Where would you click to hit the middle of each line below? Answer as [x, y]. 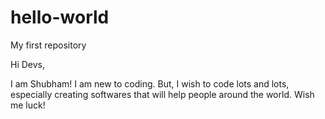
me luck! [28, 105]
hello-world [60, 17]
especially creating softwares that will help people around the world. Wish [162, 94]
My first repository [48, 45]
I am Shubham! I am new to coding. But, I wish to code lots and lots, [150, 83]
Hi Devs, [28, 64]
